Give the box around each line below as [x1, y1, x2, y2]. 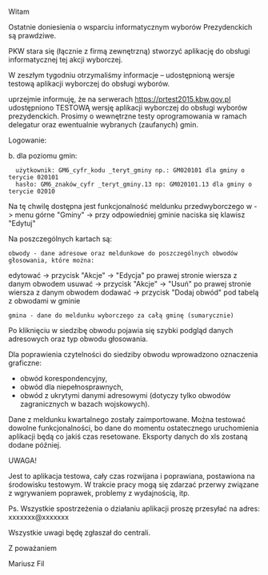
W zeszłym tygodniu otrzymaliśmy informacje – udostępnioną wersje [8, 70, 235, 79]
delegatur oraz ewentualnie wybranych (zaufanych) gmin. [8, 120, 198, 129]
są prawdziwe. [8, 31, 57, 40]
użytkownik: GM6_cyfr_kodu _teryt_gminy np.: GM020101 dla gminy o [15, 167, 246, 175]
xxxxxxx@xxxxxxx [8, 513, 70, 521]
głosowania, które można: [8, 256, 94, 264]
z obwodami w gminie [8, 296, 81, 305]
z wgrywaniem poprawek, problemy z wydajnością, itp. [8, 489, 190, 497]
